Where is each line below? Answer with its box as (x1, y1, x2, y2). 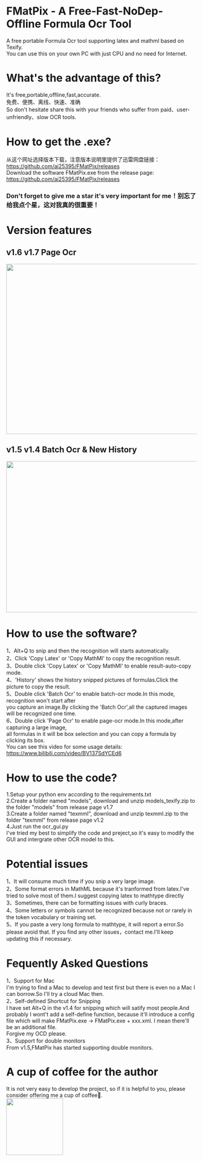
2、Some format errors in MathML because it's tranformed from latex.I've (6, 885, 190, 893)
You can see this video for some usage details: (6, 743, 123, 750)
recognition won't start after (6, 697, 76, 704)
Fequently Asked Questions (6, 957, 149, 970)
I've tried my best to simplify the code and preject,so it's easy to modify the (6, 830, 195, 837)
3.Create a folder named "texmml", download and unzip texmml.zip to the (6, 810, 188, 818)
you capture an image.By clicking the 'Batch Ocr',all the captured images (6, 703, 187, 711)
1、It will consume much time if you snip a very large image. (6, 878, 155, 885)
